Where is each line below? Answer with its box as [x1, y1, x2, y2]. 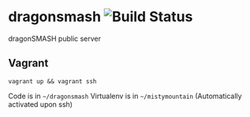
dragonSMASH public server [8, 34, 101, 43]
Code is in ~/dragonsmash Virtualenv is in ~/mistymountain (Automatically [8, 91, 242, 101]
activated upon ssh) [8, 99, 73, 109]
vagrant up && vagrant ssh [8, 77, 97, 86]
